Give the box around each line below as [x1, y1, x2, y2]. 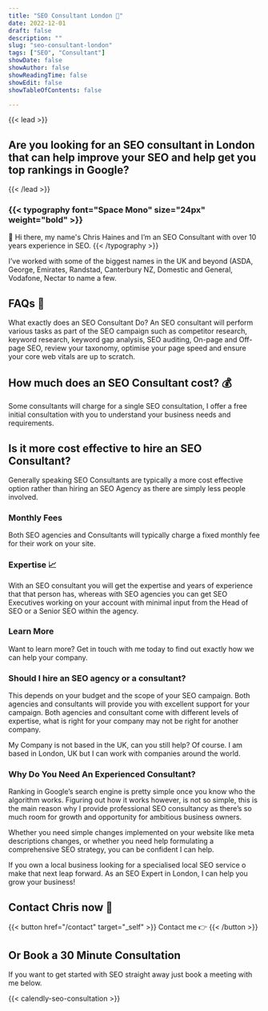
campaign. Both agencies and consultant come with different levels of [8, 708, 239, 717]
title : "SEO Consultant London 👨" [8, 11, 124, 20]
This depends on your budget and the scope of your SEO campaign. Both [8, 691, 250, 701]
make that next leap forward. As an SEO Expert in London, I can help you [8, 869, 248, 878]
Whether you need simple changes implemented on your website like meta [8, 828, 254, 837]
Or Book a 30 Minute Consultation [8, 949, 182, 962]
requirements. [8, 418, 54, 428]
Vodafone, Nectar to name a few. [8, 274, 117, 283]
